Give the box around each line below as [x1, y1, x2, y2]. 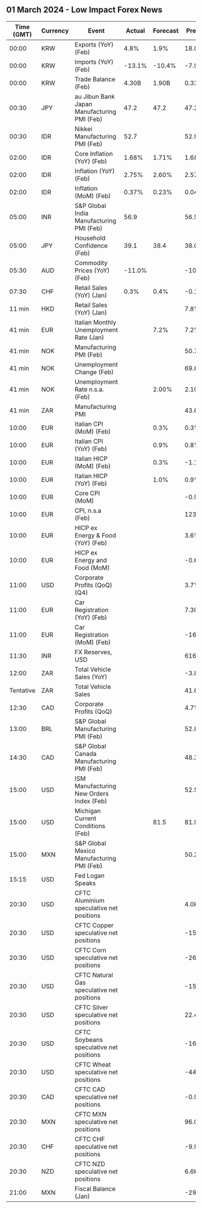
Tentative [9, 686, 36, 694]
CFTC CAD [75, 1085, 106, 1094]
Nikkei [75, 125, 93, 133]
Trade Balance [75, 75, 116, 83]
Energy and [75, 556, 107, 564]
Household [75, 234, 106, 242]
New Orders [75, 789, 109, 797]
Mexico [75, 846, 96, 855]
